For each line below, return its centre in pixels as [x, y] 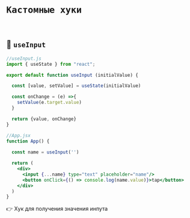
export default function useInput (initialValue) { [72, 75]
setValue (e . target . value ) [50, 103]
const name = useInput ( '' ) [45, 152]
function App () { [28, 141]
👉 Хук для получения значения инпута [57, 209]
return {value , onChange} [44, 119]
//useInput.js [24, 59]
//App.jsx [19, 135]
